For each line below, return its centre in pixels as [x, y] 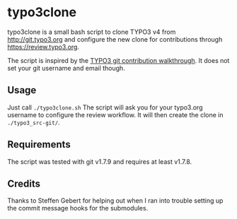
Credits [24, 183]
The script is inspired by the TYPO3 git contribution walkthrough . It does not [118, 60]
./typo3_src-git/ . [34, 122]
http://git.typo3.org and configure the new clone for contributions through [115, 39]
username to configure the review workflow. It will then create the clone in [115, 114]
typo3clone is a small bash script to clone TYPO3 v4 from [92, 32]
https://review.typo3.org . [44, 47]
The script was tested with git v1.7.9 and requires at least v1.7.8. [100, 161]
